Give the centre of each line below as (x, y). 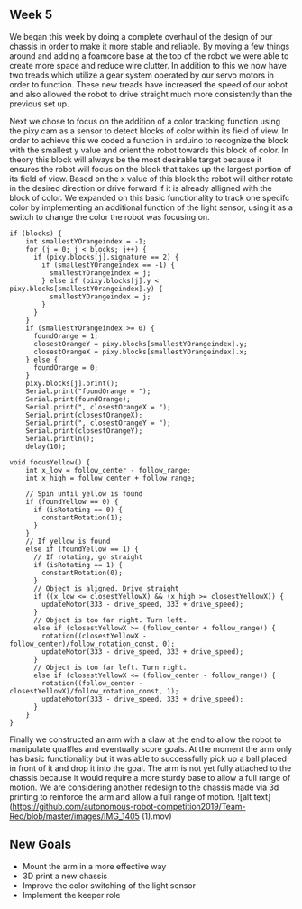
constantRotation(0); (82, 573)
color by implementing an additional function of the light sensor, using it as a (151, 207)
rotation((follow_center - (92, 683)
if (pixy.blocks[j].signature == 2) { (106, 257)
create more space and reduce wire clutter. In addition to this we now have (148, 65)
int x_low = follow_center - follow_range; (109, 470)
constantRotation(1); (82, 518)
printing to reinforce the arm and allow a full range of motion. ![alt (131, 796)
